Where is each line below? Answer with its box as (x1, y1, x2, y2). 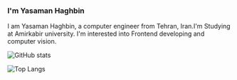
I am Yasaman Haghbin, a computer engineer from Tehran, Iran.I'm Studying (7, 22, 231, 31)
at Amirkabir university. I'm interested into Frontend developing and (7, 29, 205, 38)
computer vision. (7, 37, 57, 46)
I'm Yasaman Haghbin (7, 6, 85, 16)
